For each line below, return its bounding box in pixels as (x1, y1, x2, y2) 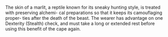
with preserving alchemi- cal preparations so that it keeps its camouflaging (5, 10, 162, 16)
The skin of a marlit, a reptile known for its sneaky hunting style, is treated (5, 5, 160, 10)
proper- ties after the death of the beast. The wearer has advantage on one (5, 15, 163, 21)
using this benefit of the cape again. (5, 26, 81, 32)
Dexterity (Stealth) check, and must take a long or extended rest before (5, 20, 155, 26)
